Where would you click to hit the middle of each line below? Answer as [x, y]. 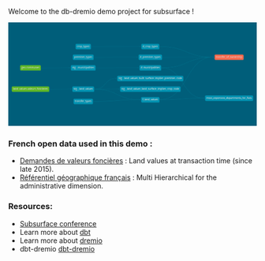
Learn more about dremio [61, 240]
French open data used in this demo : [80, 144]
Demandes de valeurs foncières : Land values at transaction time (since [136, 161]
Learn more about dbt [55, 232]
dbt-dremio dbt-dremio [57, 248]
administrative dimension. [62, 186]
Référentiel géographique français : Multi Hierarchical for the [118, 177]
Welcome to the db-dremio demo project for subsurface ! [101, 11]
